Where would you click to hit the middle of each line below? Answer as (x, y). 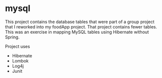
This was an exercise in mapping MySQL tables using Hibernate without (77, 32)
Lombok (20, 61)
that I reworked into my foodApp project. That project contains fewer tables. (81, 26)
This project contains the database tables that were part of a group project (80, 22)
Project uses (18, 46)
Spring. (12, 37)
